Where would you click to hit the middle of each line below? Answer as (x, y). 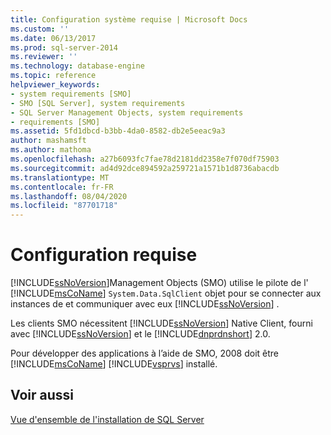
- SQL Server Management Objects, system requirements (127, 112)
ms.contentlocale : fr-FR (62, 187)
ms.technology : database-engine (77, 66)
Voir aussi (42, 395)
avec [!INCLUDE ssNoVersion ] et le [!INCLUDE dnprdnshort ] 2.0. (140, 334)
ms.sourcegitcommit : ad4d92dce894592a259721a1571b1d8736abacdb (145, 168)
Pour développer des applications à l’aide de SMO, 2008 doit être (145, 353)
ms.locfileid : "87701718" (64, 206)
